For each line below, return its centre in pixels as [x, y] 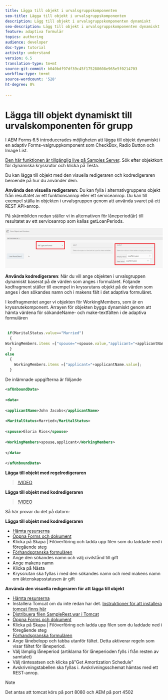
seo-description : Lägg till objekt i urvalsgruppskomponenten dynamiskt [82, 27]
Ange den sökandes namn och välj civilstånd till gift [65, 558]
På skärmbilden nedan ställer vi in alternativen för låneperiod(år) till [74, 216]
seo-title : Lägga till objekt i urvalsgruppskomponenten [66, 16]
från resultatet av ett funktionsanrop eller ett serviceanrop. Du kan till [76, 195]
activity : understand [28, 53]
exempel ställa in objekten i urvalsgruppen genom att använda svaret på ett [83, 201]
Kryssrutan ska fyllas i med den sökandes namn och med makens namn [86, 574]
